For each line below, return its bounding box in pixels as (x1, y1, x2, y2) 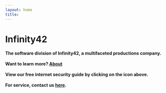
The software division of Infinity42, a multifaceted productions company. (5, 50, 161, 56)
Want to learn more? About (5, 61, 63, 67)
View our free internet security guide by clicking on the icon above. (5, 71, 149, 77)
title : (5, 12, 19, 17)
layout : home (5, 7, 33, 12)
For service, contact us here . (5, 82, 67, 88)
